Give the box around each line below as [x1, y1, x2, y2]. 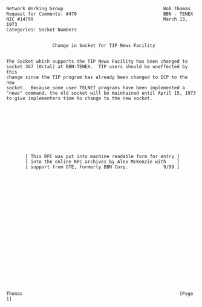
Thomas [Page [6, 291, 194, 297]
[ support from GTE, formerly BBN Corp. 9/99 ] [25, 164, 180, 170]
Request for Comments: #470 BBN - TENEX [6, 11, 194, 17]
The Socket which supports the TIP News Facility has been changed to [6, 59, 188, 65]
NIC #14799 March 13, [6, 16, 188, 22]
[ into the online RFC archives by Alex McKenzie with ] [25, 159, 180, 165]
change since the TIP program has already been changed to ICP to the [6, 74, 188, 80]
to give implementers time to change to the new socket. [6, 95, 153, 101]
